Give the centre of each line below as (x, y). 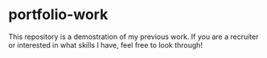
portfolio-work (58, 15)
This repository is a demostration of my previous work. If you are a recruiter (133, 37)
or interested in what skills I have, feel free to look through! (106, 44)
